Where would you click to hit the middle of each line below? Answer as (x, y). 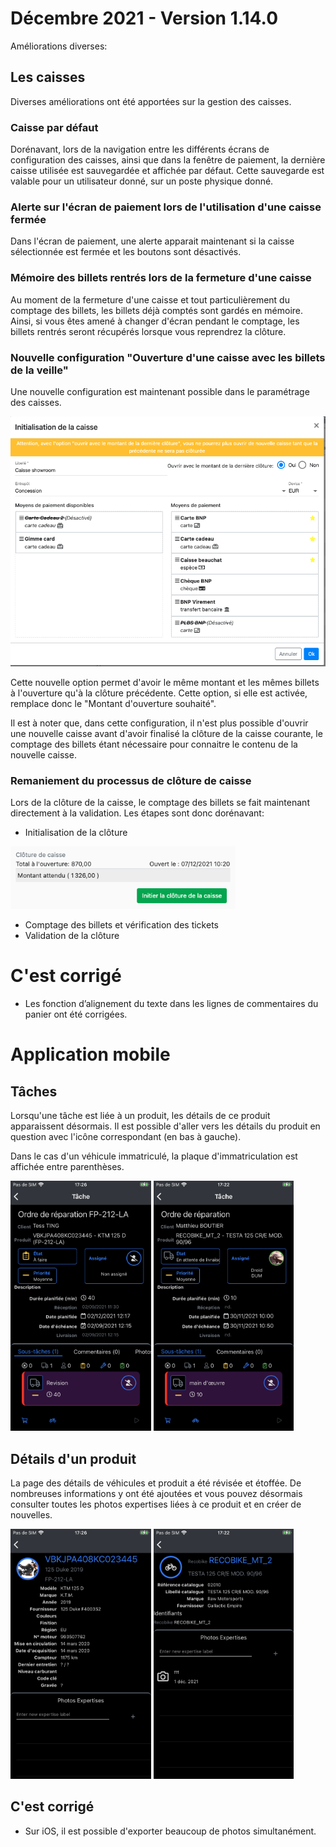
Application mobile (90, 1054)
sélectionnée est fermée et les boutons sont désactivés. (126, 252)
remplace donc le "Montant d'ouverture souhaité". (113, 703)
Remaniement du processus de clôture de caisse (131, 780)
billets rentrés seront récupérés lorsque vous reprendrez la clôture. (148, 331)
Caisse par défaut (54, 127)
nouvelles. (31, 1514)
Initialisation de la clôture (76, 833)
